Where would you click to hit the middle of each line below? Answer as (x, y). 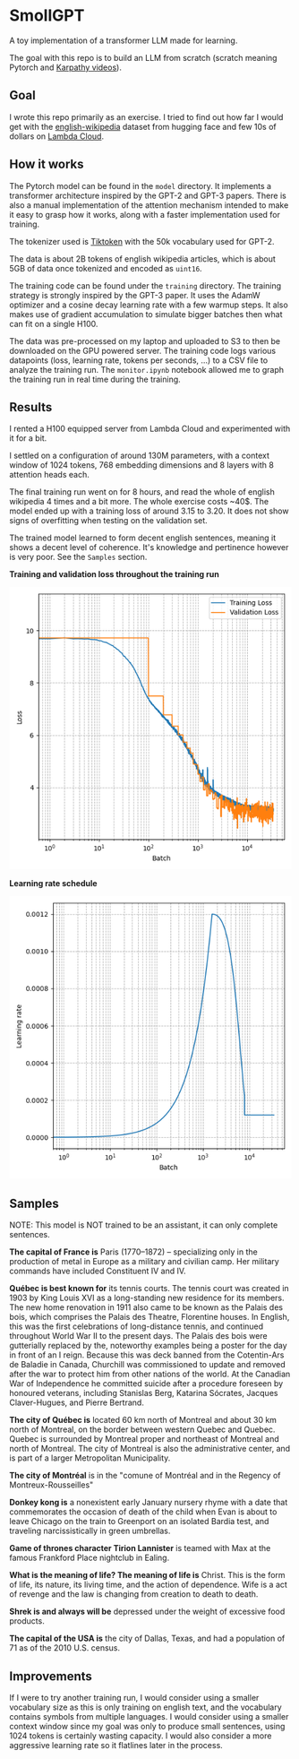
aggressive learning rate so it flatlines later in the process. (116, 1745)
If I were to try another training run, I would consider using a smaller (134, 1698)
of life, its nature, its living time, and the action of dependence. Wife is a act (149, 1585)
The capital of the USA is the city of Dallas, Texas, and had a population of (147, 1638)
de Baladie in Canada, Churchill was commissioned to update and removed (148, 1365)
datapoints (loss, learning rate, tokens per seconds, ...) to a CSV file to (139, 360)
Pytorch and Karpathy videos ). (66, 67)
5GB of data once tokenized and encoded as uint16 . (106, 268)
